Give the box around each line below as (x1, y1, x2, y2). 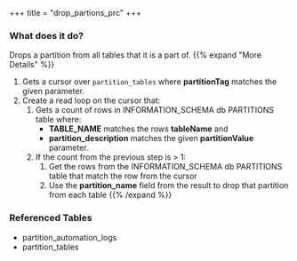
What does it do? (9, 29, 84, 42)
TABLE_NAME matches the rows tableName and (48, 123, 229, 134)
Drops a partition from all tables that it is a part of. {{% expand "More (9, 50, 262, 60)
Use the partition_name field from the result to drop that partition (48, 180, 289, 191)
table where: (35, 115, 82, 125)
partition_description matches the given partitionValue (48, 133, 254, 144)
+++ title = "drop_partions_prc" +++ (9, 8, 142, 18)
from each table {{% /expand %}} (48, 190, 173, 201)
